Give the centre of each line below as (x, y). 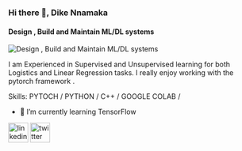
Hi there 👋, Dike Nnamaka (58, 13)
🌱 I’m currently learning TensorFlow (78, 112)
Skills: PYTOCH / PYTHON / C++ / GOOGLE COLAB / (94, 96)
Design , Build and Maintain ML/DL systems (81, 32)
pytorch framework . (42, 81)
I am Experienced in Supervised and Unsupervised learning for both (119, 64)
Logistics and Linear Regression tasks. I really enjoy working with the (121, 73)
